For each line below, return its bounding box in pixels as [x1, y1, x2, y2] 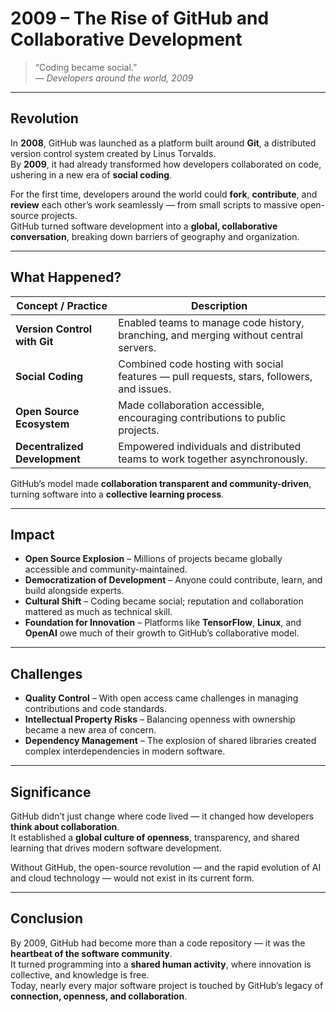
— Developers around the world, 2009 [34, 72, 194, 84]
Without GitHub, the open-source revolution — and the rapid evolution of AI [10, 862, 322, 873]
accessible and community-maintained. [24, 563, 188, 576]
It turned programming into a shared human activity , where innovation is [10, 958, 312, 970]
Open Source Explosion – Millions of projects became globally [24, 553, 283, 565]
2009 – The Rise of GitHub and [10, 7, 270, 30]
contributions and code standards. [24, 703, 167, 715]
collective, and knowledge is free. [10, 968, 150, 981]
